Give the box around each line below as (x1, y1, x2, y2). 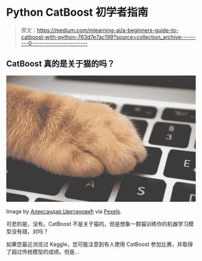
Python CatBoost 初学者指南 (6, 5, 148, 19)
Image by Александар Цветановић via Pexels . (6, 208, 122, 215)
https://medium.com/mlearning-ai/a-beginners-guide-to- (37, 27, 179, 34)
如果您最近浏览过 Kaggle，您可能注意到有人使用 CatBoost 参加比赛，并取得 (6, 241, 194, 248)
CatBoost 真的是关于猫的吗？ (6, 58, 115, 69)
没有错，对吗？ (11, 228, 49, 235)
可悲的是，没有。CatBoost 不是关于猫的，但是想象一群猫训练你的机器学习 (6, 221, 189, 228)
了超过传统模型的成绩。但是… (6, 248, 80, 256)
